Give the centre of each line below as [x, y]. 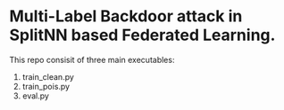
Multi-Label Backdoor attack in [126, 16]
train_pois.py [46, 86]
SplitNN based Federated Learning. [142, 35]
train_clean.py [48, 76]
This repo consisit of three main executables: [92, 59]
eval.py [35, 96]
